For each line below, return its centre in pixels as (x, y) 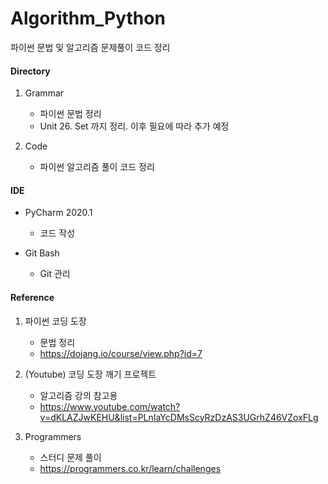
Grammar (44, 93)
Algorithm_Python (88, 18)
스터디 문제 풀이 (70, 457)
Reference (32, 297)
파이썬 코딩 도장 (55, 321)
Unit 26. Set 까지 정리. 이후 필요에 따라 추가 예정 (134, 126)
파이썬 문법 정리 (70, 114)
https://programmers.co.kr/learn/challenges (130, 468)
